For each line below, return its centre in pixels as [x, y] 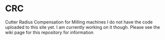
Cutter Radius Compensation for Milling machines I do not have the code [79, 22]
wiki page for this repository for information [49, 32]
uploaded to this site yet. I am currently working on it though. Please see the [83, 27]
